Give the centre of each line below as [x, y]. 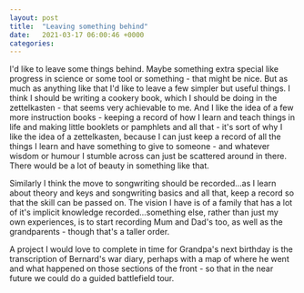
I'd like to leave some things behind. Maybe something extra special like [144, 69]
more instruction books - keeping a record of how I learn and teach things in [152, 117]
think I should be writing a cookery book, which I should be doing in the [143, 98]
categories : [32, 43]
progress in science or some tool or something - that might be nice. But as [149, 79]
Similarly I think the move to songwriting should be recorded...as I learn [143, 184]
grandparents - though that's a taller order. [90, 232]
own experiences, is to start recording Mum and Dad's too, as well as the [147, 222]
